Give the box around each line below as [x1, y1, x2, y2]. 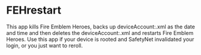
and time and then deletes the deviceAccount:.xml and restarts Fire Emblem [6, 29, 194, 36]
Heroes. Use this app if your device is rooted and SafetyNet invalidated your [6, 35, 194, 43]
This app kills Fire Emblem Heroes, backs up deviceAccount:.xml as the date [6, 23, 195, 30]
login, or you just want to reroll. [6, 42, 83, 49]
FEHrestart [6, 4, 62, 17]
